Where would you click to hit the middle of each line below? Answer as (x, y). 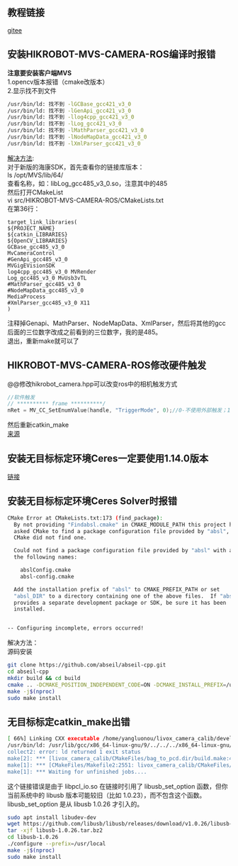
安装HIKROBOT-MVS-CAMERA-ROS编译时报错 (112, 54)
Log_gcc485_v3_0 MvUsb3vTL (47, 278)
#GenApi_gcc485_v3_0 (38, 259)
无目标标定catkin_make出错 (69, 722)
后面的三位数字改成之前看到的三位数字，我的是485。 (85, 331)
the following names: (46, 557)
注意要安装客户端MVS (40, 72)
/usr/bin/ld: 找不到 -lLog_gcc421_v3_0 (64, 124)
